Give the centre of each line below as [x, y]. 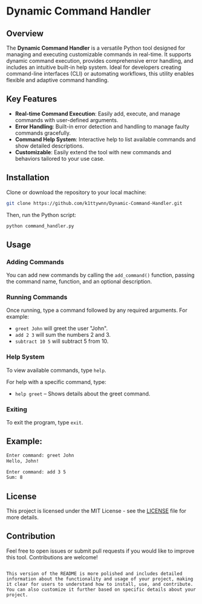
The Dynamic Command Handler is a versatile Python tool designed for [96, 48]
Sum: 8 [15, 478]
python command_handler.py [40, 226]
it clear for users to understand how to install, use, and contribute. [100, 584]
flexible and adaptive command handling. [57, 80]
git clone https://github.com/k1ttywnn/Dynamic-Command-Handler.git [94, 203]
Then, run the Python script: [41, 215]
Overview [25, 34]
